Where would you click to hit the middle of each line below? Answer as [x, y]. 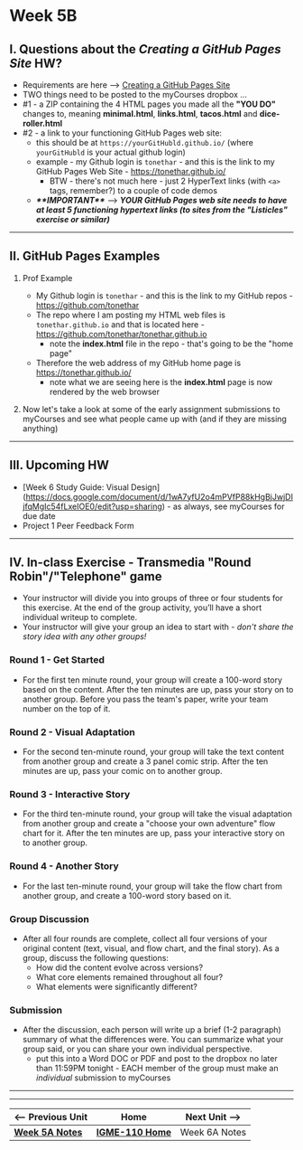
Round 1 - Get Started [57, 660]
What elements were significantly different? [117, 986]
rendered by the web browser [105, 391]
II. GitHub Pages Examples [85, 256]
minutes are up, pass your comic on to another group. [122, 771]
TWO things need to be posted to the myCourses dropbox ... [135, 94]
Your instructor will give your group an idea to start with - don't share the [158, 627]
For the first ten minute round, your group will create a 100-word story [152, 680]
